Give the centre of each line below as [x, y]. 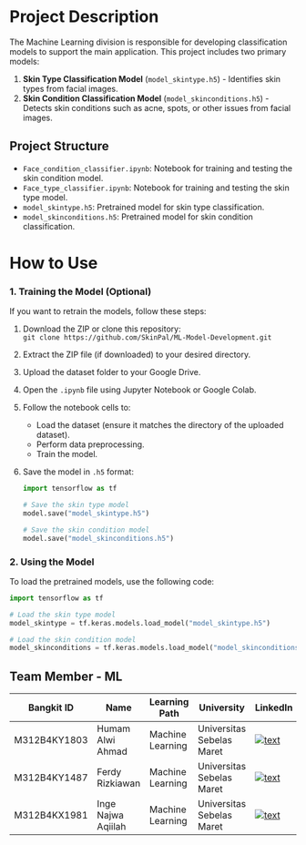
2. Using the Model [52, 562]
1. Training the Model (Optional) [81, 291]
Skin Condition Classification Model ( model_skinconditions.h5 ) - [146, 98]
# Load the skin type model [63, 615]
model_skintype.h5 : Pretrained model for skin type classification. [143, 207]
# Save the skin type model [76, 505]
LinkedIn [274, 708]
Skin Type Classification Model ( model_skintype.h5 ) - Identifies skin [151, 78]
